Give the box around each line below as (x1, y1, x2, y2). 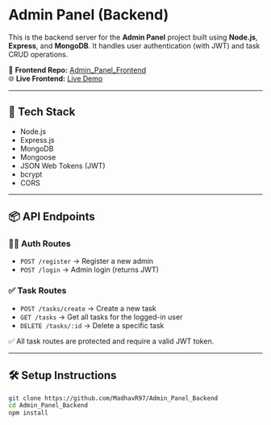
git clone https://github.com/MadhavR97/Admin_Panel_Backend (8, 394, 219, 402)
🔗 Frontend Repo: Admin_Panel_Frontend (8, 65, 147, 74)
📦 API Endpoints (8, 210, 95, 223)
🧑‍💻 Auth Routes (8, 238, 71, 249)
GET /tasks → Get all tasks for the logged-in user (19, 312, 183, 322)
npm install (8, 409, 48, 417)
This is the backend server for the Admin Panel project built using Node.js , (8, 32, 258, 42)
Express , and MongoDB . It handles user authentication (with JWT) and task (8, 40, 261, 50)
